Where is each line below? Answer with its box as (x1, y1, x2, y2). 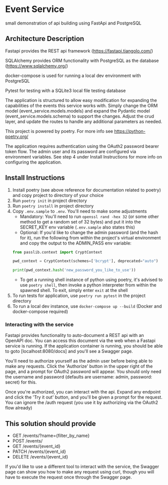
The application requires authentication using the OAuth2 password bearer (5, 143, 159, 149)
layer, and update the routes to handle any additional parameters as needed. (5, 118, 162, 124)
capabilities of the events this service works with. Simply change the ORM (5, 102, 158, 108)
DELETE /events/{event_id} (12, 454, 68, 460)
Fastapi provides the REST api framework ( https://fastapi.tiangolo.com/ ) (5, 47, 153, 53)
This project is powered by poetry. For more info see (5, 128, 113, 134)
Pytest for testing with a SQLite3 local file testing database (5, 87, 126, 93)
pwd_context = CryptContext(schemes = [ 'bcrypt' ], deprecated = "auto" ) (12, 258, 158, 263)
